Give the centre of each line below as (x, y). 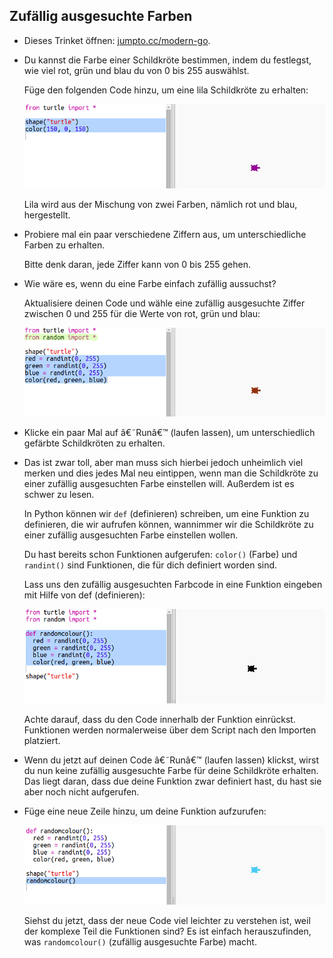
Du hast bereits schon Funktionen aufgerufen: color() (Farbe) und (160, 555)
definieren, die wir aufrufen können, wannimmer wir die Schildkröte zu (168, 525)
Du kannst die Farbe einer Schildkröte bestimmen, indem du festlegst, (167, 60)
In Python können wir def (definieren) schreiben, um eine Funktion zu (166, 514)
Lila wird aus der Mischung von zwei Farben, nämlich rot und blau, (160, 204)
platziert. (42, 741)
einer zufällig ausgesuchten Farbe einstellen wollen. (131, 535)
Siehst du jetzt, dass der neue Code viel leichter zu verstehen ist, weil (167, 920)
